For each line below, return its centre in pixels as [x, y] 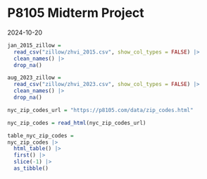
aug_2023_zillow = [34, 78]
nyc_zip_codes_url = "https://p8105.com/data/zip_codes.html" [100, 110]
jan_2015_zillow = [34, 45]
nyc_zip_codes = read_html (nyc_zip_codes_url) [77, 123]
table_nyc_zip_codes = [40, 135]
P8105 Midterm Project [76, 13]
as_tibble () [31, 168]
